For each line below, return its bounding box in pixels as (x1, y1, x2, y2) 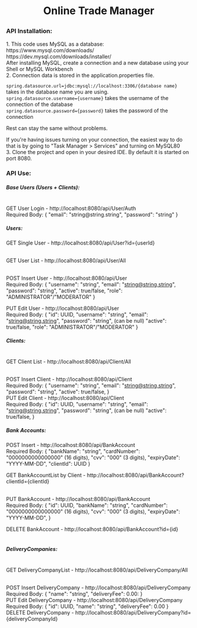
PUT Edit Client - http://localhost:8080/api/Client (6, 395, 125, 402)
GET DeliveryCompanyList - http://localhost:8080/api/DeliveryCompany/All (6, 566, 188, 574)
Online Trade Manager (43, 4, 155, 18)
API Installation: (6, 27, 53, 35)
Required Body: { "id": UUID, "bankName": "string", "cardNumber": (6, 502, 168, 509)
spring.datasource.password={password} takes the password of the (6, 107, 169, 114)
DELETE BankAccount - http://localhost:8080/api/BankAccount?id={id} (6, 526, 179, 533)
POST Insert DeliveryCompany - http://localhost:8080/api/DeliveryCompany (6, 584, 191, 592)
